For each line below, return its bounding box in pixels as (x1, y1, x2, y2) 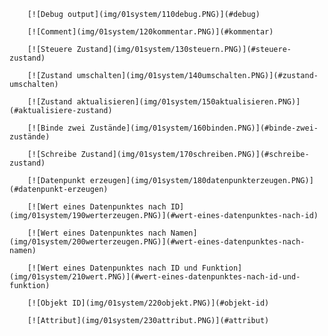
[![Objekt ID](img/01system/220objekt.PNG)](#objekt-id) (27, 298, 270, 308)
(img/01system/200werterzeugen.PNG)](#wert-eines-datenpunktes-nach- (9, 237, 306, 247)
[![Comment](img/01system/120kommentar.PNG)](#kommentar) (27, 27, 274, 37)
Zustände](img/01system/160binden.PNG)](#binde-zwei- (89, 123, 319, 133)
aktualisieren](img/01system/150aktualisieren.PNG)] (76, 97, 301, 107)
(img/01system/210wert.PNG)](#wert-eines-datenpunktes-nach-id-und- (9, 272, 301, 282)
